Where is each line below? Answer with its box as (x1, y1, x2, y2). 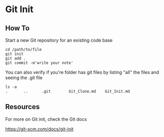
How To (5, 24, 30, 32)
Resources (5, 102, 40, 111)
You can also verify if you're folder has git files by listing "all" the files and (5, 70, 159, 75)
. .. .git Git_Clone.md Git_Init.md (5, 89, 130, 94)
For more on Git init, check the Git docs (5, 116, 87, 122)
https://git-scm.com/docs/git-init (5, 126, 74, 132)
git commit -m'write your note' (5, 60, 73, 65)
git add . (5, 56, 26, 61)
